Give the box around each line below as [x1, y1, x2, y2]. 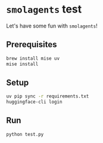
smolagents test [6, 2, 82, 16]
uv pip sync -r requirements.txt [6, 93, 89, 99]
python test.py [6, 131, 44, 137]
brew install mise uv [6, 55, 60, 62]
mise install [6, 61, 39, 67]
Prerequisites [6, 39, 57, 50]
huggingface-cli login [6, 99, 63, 105]
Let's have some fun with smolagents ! [6, 22, 98, 29]
